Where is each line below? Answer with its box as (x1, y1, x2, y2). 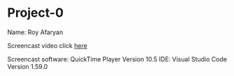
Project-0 (7, 5, 64, 21)
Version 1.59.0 (7, 62, 48, 70)
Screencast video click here (7, 41, 87, 50)
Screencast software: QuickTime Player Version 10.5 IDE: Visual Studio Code (7, 54, 227, 63)
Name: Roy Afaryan (7, 28, 64, 36)
